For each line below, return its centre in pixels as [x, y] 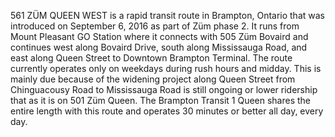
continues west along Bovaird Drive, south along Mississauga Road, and [159, 47]
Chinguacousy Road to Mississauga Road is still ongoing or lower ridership [164, 89]
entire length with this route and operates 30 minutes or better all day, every [167, 111]
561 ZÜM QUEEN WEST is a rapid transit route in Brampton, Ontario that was [167, 15]
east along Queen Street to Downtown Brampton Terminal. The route [151, 58]
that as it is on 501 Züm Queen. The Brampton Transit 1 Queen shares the [161, 100]
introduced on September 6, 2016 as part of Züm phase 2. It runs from [155, 26]
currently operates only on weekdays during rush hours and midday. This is [166, 68]
